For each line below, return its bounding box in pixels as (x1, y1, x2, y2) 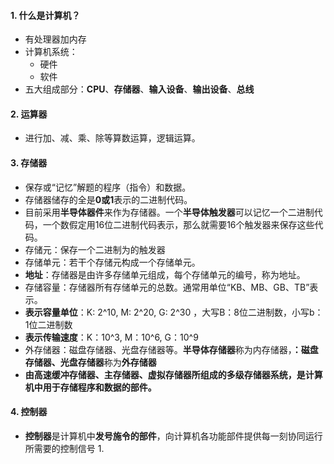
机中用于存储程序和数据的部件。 (24, 381, 157, 393)
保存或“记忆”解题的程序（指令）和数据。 (24, 181, 192, 193)
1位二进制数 (24, 318, 73, 330)
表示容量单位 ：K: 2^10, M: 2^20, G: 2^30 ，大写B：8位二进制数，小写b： (24, 306, 324, 318)
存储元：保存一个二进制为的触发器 (24, 243, 166, 255)
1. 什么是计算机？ (10, 9, 81, 21)
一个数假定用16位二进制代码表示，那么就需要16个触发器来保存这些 (42, 218, 315, 230)
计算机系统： (24, 46, 78, 58)
